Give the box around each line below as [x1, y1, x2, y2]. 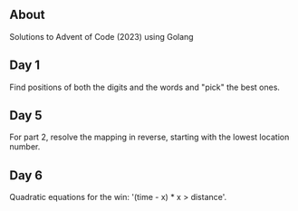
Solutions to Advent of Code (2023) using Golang [9, 31, 194, 42]
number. [9, 141, 41, 152]
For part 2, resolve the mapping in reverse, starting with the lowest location [9, 131, 290, 143]
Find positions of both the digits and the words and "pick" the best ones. [9, 82, 281, 92]
